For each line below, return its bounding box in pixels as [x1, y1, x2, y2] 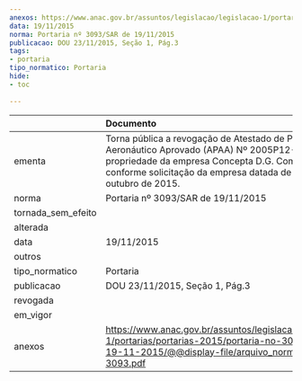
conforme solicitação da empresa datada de [105, 165, 292, 178]
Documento [105, 117, 157, 129]
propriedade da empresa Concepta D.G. [105, 155, 274, 167]
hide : [9, 72, 30, 81]
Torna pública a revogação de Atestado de [105, 132, 285, 145]
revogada [13, 294, 54, 306]
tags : [9, 47, 30, 56]
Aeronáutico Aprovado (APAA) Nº [105, 143, 248, 155]
